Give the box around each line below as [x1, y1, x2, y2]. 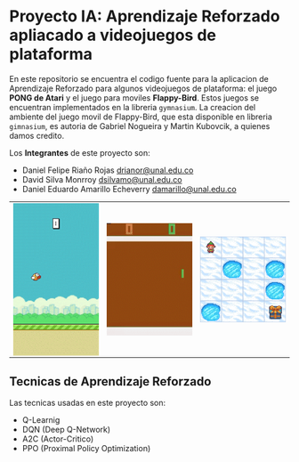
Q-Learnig [21, 415, 61, 426]
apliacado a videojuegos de [9, 25, 216, 45]
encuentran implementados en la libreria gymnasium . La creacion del [9, 101, 256, 112]
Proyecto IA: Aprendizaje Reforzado [9, 6, 280, 27]
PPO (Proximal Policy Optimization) [21, 443, 151, 454]
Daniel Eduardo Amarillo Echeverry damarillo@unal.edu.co [21, 183, 238, 194]
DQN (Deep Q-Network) [21, 425, 111, 435]
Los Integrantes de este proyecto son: [9, 147, 151, 158]
